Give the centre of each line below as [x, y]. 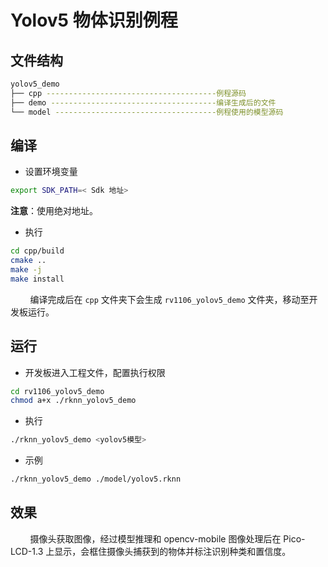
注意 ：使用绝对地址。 [54, 211]
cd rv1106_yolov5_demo [57, 391]
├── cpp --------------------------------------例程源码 [128, 93]
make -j [26, 269]
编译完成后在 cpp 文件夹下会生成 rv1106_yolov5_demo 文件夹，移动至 [169, 299]
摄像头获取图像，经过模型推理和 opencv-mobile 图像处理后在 [155, 538]
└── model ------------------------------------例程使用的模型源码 [147, 112]
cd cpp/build [37, 251]
